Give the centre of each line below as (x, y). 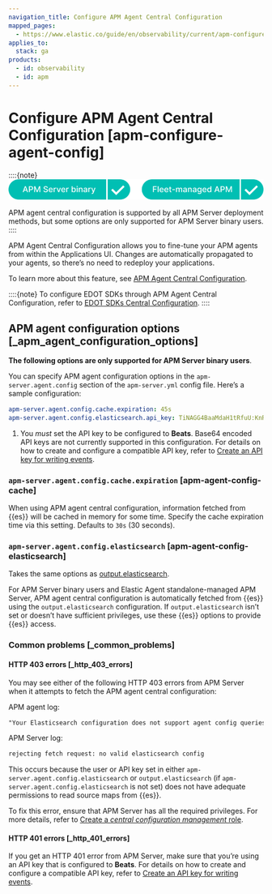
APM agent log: (34, 707)
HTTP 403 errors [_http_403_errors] (71, 664)
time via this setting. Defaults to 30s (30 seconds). (92, 525)
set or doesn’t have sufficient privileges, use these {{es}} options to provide (135, 615)
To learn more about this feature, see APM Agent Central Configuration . (128, 279)
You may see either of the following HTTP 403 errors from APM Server (126, 682)
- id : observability (50, 69)
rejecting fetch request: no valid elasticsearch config (106, 754)
